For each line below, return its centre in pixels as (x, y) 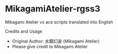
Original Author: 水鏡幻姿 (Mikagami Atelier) (56, 41)
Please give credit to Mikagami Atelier (50, 46)
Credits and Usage (24, 31)
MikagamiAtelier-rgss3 (53, 9)
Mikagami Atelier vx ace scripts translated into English (59, 22)
